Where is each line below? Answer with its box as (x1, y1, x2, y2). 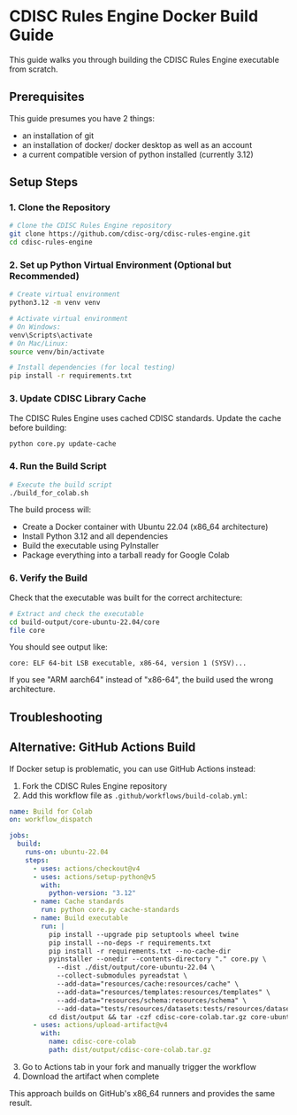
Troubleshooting (9, 709, 103, 724)
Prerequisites (9, 90, 85, 105)
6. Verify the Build (9, 572, 88, 584)
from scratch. (9, 64, 59, 74)
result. (9, 1097, 33, 1108)
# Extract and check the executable (9, 609, 144, 618)
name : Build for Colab (9, 807, 93, 816)
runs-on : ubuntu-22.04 (25, 848, 109, 857)
